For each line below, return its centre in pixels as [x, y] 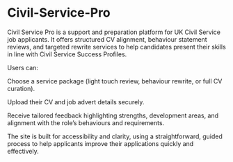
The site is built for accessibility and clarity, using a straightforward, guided [115, 136]
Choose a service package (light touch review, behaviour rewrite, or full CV [115, 81]
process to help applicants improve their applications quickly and [101, 143]
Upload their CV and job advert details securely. [76, 102]
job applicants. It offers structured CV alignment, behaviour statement [107, 39]
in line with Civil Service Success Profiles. [67, 54]
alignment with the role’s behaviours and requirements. [86, 122]
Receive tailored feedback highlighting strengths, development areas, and [113, 115]
